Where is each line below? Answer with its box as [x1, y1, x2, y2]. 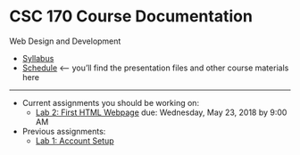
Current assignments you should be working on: [21, 97, 199, 108]
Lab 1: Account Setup [35, 135, 114, 146]
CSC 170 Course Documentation [9, 6, 253, 27]
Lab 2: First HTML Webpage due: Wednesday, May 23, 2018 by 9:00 [35, 107, 287, 118]
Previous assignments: [21, 126, 106, 136]
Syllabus [21, 53, 54, 63]
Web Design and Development [9, 36, 121, 46]
